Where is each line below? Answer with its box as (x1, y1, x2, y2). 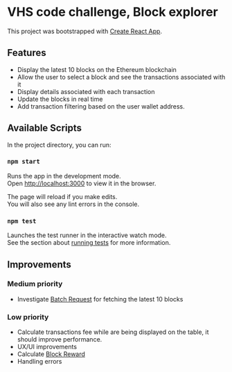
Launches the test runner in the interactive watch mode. (7, 231, 168, 239)
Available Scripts (7, 122, 82, 134)
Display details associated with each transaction (17, 87, 155, 95)
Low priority (7, 312, 49, 322)
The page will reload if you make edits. (7, 192, 118, 201)
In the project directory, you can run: (7, 140, 111, 149)
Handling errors (17, 357, 62, 366)
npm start (7, 158, 40, 166)
